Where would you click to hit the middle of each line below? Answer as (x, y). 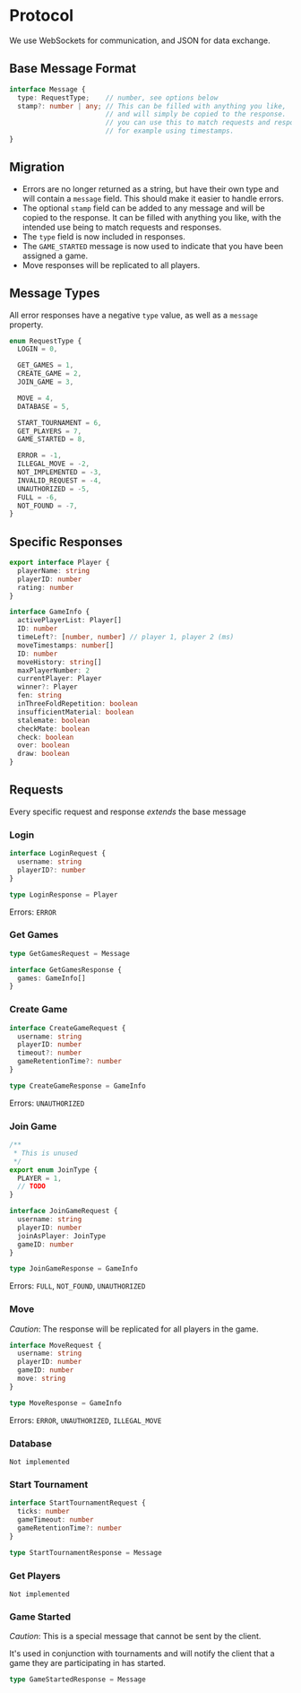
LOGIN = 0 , (38, 349)
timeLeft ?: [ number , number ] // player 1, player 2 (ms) (126, 638)
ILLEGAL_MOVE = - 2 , (54, 464)
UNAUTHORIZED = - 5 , (54, 489)
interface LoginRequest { (57, 854)
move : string (42, 1379)
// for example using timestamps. (170, 131)
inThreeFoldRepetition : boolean (78, 704)
